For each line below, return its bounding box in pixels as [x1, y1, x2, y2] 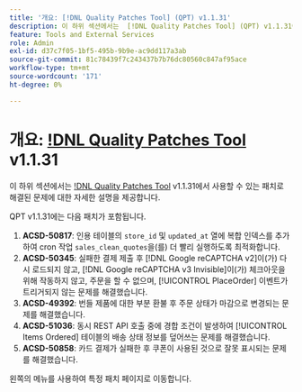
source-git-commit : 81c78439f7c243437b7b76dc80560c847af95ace [9, 55, 247, 64]
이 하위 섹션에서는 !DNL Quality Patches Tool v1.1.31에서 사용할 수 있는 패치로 [9, 180, 285, 191]
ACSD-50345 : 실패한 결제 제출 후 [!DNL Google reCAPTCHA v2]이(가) [22, 252, 279, 263]
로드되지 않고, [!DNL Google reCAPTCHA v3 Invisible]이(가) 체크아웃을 [31, 263, 286, 275]
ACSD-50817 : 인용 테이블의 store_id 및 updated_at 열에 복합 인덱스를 [22, 230, 273, 241]
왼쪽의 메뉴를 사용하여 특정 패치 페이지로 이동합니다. [9, 373, 191, 384]
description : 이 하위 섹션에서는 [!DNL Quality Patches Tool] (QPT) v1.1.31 [9, 22, 292, 31]
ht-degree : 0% [9, 80, 63, 89]
